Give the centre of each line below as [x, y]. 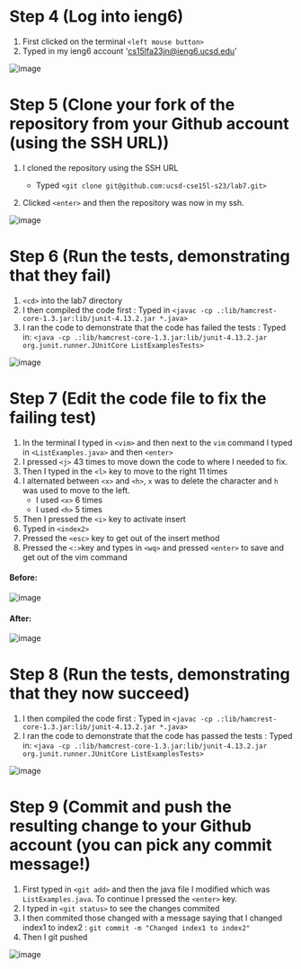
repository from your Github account [149, 124]
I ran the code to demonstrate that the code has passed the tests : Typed [157, 736]
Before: [23, 578]
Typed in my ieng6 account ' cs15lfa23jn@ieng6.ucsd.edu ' [130, 50]
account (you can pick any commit [141, 845]
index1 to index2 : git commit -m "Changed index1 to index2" [136, 928]
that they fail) [61, 276]
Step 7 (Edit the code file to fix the [138, 398]
